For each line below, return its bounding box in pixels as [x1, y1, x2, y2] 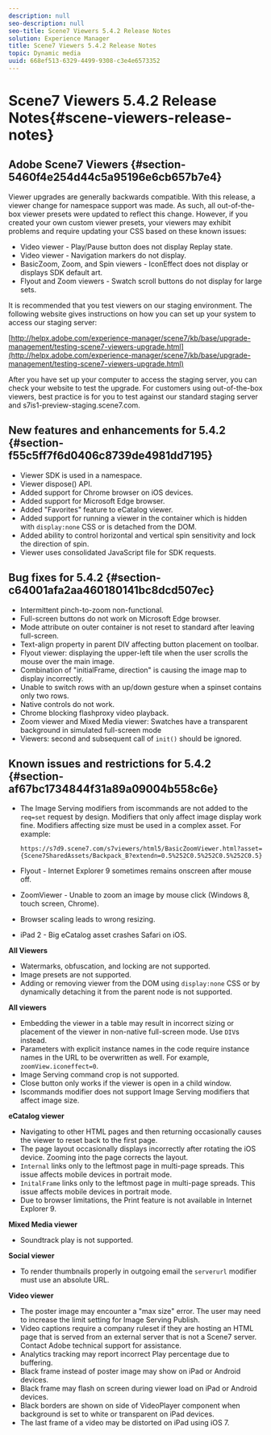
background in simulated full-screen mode [19, 725, 162, 734]
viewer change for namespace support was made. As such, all [8, 200, 216, 210]
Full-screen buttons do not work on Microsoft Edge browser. [19, 613, 221, 623]
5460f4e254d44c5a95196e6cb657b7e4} [8, 170, 223, 184]
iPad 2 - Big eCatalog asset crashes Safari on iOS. [19, 930, 187, 940]
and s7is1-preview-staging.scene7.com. [8, 400, 141, 410]
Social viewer [8, 1251, 55, 1261]
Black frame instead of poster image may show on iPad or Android [19, 1366, 241, 1376]
